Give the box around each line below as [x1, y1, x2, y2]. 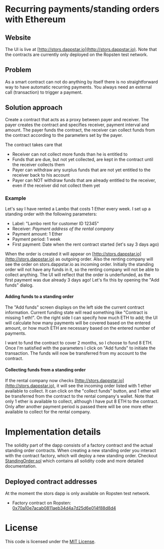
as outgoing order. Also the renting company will [55, 256, 153, 262]
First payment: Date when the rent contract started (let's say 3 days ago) [12, 241, 159, 247]
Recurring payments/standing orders [5, 3, 160, 15]
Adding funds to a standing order [5, 293, 74, 299]
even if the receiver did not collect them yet [12, 183, 100, 188]
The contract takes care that [5, 141, 63, 148]
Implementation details [5, 426, 101, 437]
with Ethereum [5, 14, 66, 25]
